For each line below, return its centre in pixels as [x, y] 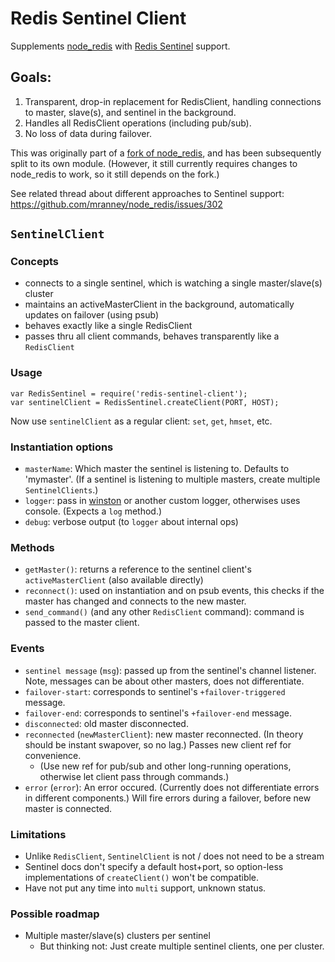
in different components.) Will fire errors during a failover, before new [168, 798]
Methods [32, 547]
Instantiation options [62, 447]
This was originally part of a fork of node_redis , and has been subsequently [166, 153]
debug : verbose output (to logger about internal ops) [131, 522]
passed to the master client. [82, 623]
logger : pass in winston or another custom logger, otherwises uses [162, 501]
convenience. [53, 755]
